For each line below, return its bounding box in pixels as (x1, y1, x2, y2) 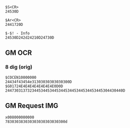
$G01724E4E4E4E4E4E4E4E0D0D (5, 84, 64, 89)
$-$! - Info (5, 31, 30, 36)
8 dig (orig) (5, 64, 33, 71)
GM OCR (5, 49, 32, 57)
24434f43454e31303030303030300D (5, 79, 72, 84)
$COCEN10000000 (5, 75, 37, 80)
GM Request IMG (5, 102, 59, 110)
